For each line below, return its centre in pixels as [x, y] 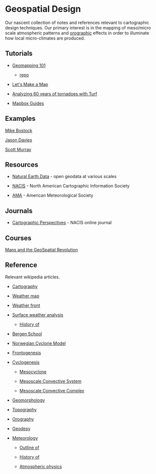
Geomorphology [29, 400]
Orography [23, 419]
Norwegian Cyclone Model [39, 343]
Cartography [25, 286]
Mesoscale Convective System [50, 381]
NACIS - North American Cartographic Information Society [71, 186]
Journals [19, 211]
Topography [24, 409]
